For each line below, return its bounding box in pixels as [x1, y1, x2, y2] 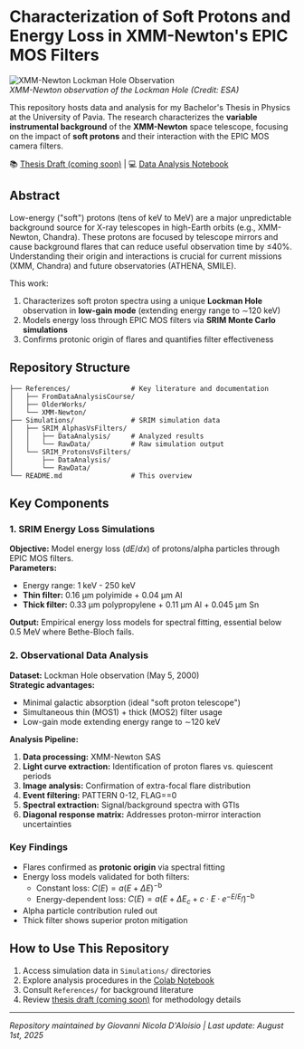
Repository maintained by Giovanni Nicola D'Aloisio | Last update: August [9, 1020, 284, 1031]
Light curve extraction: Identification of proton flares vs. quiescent [22, 760, 273, 771]
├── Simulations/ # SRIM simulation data [9, 415, 221, 424]
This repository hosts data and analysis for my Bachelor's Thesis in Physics [9, 101, 291, 112]
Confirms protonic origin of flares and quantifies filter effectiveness [22, 333, 274, 345]
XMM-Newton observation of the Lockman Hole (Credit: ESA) [9, 84, 240, 95]
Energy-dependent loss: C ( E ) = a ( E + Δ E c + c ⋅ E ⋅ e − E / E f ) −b [35, 892, 255, 906]
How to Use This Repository [9, 941, 170, 957]
